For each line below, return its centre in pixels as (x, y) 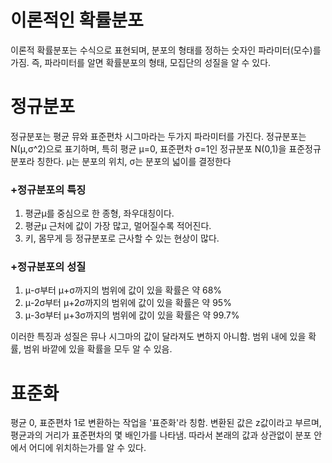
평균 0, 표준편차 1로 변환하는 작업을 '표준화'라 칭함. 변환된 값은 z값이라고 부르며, (166, 423)
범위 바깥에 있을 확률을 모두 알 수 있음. (98, 349)
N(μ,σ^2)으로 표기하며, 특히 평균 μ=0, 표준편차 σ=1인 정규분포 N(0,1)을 (148, 148)
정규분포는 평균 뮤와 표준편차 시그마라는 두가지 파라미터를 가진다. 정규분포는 (158, 136)
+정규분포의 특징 (48, 189)
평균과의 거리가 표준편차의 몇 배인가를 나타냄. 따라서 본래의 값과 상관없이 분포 (161, 435)
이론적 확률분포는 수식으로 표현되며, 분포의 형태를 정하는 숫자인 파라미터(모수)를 (166, 50)
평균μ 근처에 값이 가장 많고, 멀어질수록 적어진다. (118, 226)
